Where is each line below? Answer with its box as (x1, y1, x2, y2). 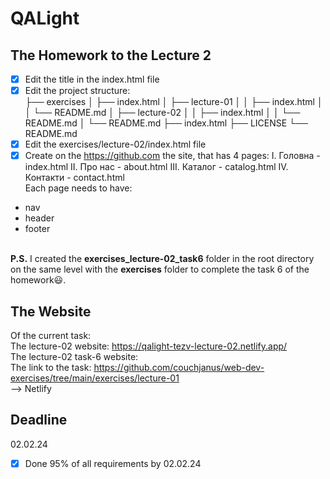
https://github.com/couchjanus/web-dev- (93, 362, 265, 374)
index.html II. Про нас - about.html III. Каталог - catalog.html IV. (24, 161, 289, 173)
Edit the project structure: (24, 85, 131, 97)
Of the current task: (10, 330, 92, 342)
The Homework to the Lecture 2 (10, 47, 212, 64)
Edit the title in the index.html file (24, 73, 160, 85)
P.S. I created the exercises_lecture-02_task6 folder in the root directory (10, 253, 315, 265)
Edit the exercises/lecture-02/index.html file (24, 138, 207, 151)
